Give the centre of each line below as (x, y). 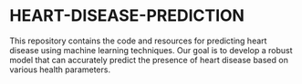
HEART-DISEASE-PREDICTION (127, 16)
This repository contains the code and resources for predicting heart (138, 41)
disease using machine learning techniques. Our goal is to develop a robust (151, 50)
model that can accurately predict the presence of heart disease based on (149, 60)
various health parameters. (60, 70)
